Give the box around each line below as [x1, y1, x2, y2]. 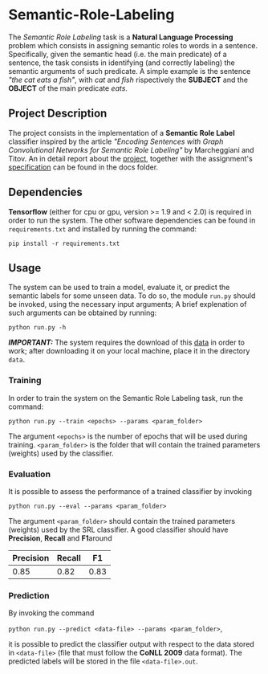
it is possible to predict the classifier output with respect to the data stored [8, 639, 254, 649]
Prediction [8, 590, 50, 601]
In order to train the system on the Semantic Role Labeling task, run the [8, 393, 243, 402]
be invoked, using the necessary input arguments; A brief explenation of [8, 300, 247, 309]
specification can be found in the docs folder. [8, 162, 159, 172]
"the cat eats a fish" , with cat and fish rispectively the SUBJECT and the [8, 75, 249, 84]
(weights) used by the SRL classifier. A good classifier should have [8, 525, 229, 534]
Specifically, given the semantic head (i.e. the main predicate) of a [8, 49, 227, 59]
